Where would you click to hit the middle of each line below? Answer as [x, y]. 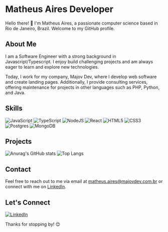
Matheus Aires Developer [59, 9]
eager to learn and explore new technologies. [52, 67]
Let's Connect [28, 202]
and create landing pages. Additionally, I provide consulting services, [76, 82]
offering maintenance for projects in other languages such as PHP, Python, [82, 87]
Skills [14, 108]
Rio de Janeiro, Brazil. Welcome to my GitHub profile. [60, 28]
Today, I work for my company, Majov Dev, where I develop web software [81, 77]
